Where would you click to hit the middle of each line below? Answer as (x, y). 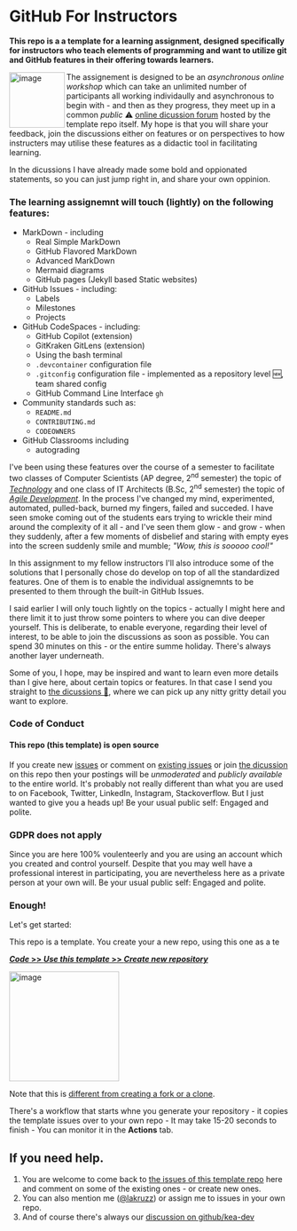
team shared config (71, 384)
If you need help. (57, 1158)
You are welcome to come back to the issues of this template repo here (152, 1180)
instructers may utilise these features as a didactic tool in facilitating (133, 143)
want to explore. (39, 701)
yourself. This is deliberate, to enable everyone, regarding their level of (138, 627)
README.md (54, 413)
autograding (58, 450)
